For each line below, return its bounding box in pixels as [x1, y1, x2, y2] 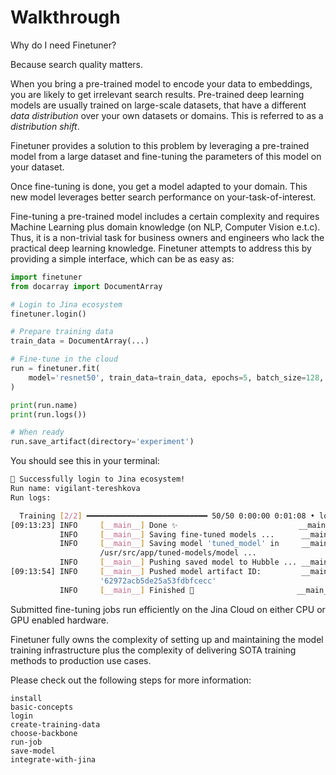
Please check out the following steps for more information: [10, 674, 252, 686]
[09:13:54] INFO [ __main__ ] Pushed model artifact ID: [10, 567, 262, 577]
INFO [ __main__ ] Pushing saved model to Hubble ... [59, 557, 298, 568]
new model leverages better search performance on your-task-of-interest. [10, 191, 317, 203]
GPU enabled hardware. [10, 614, 109, 626]
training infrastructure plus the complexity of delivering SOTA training [10, 644, 297, 656]
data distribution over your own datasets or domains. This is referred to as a [10, 109, 324, 121]
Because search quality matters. [10, 58, 144, 70]
